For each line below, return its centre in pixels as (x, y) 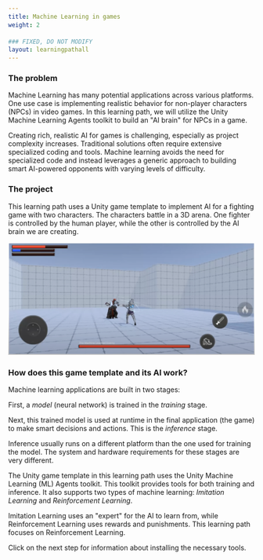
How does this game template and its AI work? (98, 372)
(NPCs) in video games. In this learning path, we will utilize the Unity (118, 112)
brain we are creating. (43, 231)
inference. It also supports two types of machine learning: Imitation (116, 492)
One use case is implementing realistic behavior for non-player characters (128, 104)
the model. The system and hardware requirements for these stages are (124, 452)
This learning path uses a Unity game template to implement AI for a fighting (131, 206)
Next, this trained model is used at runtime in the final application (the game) (131, 419)
